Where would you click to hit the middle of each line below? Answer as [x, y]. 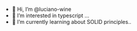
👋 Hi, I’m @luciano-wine [41, 9]
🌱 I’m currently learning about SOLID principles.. [72, 22]
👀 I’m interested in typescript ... [50, 15]
